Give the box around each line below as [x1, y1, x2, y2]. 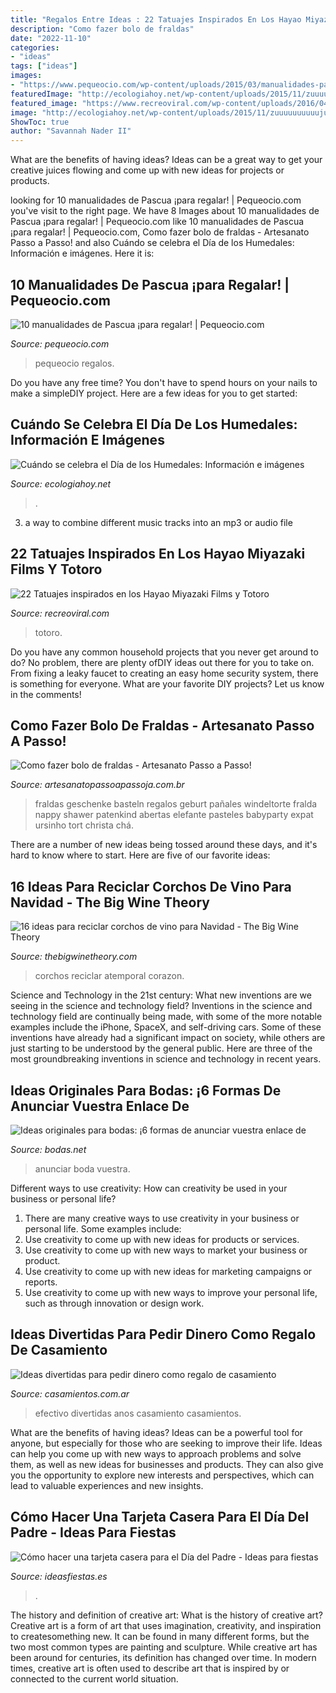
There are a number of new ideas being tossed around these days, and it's [10, 839, 318, 851]
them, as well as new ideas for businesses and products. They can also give [10, 1458, 324, 1470]
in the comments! [10, 688, 82, 700]
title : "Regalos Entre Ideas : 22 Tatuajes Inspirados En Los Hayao [10, 14, 302, 25]
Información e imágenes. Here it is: [10, 247, 155, 260]
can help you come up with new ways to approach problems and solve [10, 1447, 302, 1460]
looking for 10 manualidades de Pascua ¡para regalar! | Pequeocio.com [10, 194, 302, 206]
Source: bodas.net [10, 1144, 87, 1155]
